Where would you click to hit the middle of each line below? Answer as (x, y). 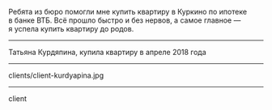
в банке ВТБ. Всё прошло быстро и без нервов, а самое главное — (125, 20)
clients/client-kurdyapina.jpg (56, 75)
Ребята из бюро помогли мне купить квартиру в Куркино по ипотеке (128, 12)
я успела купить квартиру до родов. (71, 29)
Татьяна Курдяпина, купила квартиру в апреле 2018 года (107, 52)
